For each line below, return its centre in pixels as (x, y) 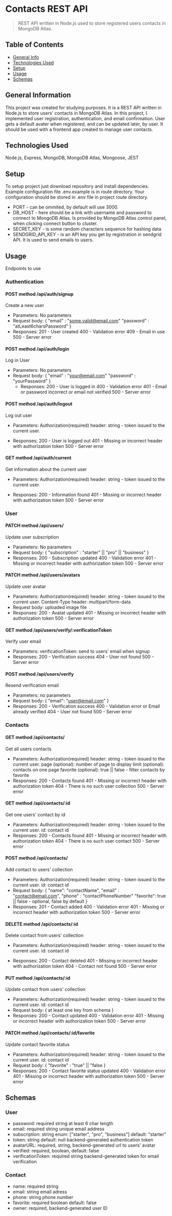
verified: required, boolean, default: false (56, 1151)
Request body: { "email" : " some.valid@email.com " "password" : (81, 321)
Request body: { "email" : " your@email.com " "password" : (74, 376)
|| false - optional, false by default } (50, 901)
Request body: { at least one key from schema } (63, 1010)
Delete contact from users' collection (44, 936)
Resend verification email (32, 686)
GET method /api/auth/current (39, 458)
